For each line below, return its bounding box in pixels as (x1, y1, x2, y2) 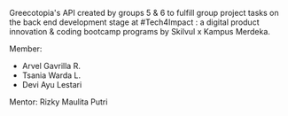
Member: (9, 43, 43, 54)
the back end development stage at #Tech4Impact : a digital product (9, 17, 260, 27)
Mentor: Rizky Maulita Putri (9, 97, 108, 107)
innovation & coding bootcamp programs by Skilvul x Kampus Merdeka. (9, 27, 270, 36)
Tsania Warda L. (21, 70, 82, 81)
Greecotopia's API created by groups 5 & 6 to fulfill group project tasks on (9, 8, 279, 18)
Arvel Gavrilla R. (21, 61, 82, 71)
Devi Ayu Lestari (21, 80, 82, 89)
